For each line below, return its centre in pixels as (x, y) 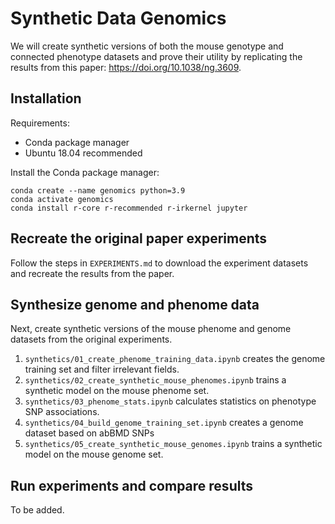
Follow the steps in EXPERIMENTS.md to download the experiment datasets (159, 263)
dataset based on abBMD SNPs (89, 433)
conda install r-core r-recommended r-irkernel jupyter (129, 208)
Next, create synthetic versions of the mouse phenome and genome (151, 329)
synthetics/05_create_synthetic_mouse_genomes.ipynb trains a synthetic (173, 444)
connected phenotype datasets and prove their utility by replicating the (156, 56)
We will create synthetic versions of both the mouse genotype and (147, 46)
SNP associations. (62, 412)
